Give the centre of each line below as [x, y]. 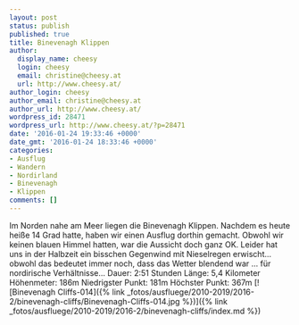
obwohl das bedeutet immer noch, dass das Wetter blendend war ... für [140, 263]
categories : [31, 150]
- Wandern [28, 167]
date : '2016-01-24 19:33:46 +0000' [75, 134]
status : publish [39, 26]
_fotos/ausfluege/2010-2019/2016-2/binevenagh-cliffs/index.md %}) [135, 311]
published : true [39, 34]
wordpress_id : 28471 [48, 117]
